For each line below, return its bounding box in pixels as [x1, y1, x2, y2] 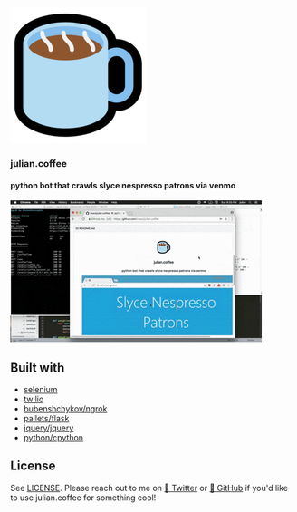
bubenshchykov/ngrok [23, 402, 108, 414]
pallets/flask [23, 412, 70, 423]
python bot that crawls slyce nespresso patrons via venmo [10, 179, 236, 190]
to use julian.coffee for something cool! [10, 492, 157, 503]
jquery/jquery [23, 422, 74, 433]
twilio [23, 393, 44, 404]
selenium [23, 383, 58, 394]
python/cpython [23, 431, 84, 442]
